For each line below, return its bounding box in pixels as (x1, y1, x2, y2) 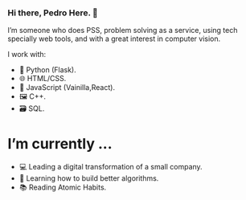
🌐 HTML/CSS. (18, 74, 67, 84)
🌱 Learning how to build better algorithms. (18, 173, 159, 183)
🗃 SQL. (18, 104, 45, 113)
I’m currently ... (7, 135, 113, 153)
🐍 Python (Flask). (18, 65, 77, 75)
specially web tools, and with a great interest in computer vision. (7, 34, 221, 43)
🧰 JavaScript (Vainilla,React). (18, 83, 116, 92)
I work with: (7, 50, 47, 59)
